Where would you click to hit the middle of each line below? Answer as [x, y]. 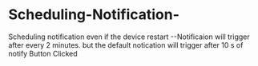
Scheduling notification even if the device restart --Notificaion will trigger [129, 37]
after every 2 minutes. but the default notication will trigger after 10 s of [126, 45]
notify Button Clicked [43, 53]
